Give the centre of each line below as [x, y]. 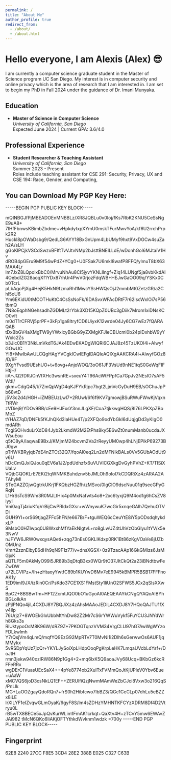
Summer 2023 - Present [38, 168]
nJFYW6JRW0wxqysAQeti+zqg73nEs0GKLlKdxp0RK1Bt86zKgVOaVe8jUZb [84, 539]
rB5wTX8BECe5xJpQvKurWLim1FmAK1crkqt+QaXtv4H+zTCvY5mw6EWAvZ [85, 714]
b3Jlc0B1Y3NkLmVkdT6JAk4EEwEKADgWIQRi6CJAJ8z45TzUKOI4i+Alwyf [84, 343]
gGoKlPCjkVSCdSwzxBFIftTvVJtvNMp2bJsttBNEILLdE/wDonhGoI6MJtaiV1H [86, 251]
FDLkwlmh [17, 632]
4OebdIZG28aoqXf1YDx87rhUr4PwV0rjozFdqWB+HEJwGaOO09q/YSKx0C [85, 278]
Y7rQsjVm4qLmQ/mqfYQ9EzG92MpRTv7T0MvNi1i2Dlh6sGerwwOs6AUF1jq [85, 637]
